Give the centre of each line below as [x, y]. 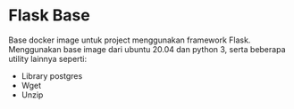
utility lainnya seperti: [48, 58]
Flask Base [49, 16]
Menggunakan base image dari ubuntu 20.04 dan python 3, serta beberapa [147, 49]
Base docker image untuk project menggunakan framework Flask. [130, 40]
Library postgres [52, 75]
